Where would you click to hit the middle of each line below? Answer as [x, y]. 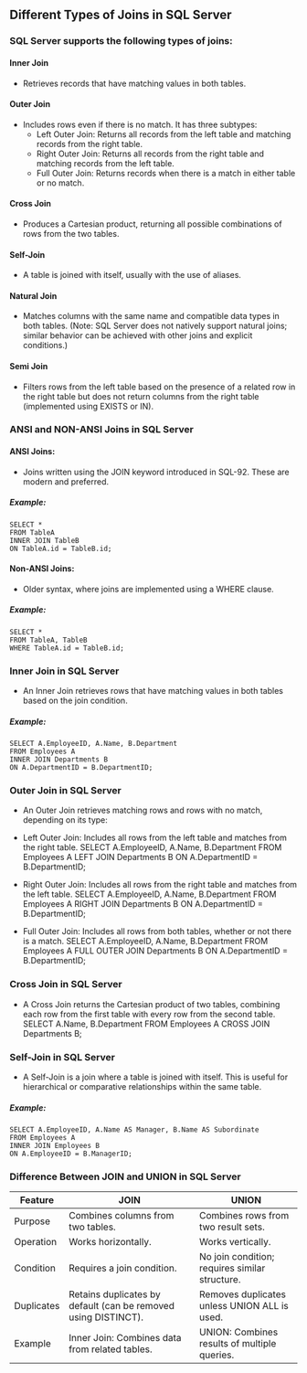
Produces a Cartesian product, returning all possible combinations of [152, 224]
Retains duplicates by [115, 1294]
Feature [37, 1200]
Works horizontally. [110, 1242]
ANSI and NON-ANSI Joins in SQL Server [101, 430]
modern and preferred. [66, 481]
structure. [220, 1280]
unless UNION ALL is [244, 1306]
